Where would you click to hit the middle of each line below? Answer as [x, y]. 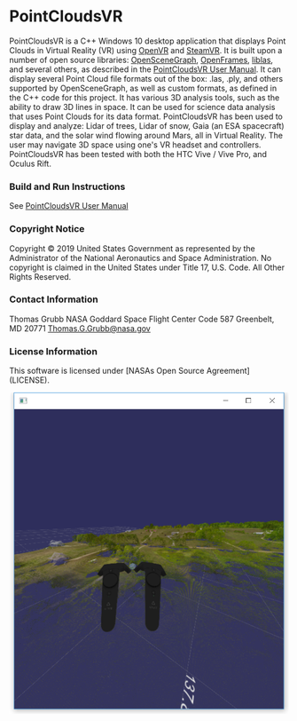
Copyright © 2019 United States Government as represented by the [132, 248]
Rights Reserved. [40, 276]
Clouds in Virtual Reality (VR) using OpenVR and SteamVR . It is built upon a [146, 50]
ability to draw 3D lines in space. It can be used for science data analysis [142, 107]
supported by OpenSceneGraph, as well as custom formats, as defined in [143, 88]
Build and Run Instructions [67, 186]
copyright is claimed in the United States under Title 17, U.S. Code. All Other [147, 267]
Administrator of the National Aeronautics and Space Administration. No [141, 257]
